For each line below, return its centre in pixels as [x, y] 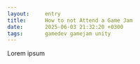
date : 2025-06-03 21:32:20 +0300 [65, 27]
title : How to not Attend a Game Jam [70, 20]
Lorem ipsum [26, 53]
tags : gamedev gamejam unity [59, 33]
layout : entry [34, 14]
